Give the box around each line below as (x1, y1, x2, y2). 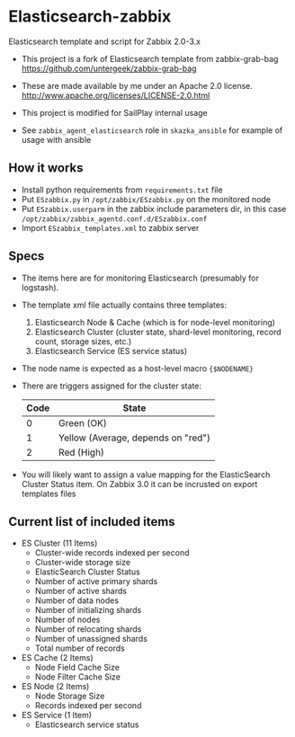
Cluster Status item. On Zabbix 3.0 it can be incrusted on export (21, 478, 258, 489)
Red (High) (58, 446, 105, 458)
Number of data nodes (34, 595, 119, 606)
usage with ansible (21, 134, 92, 145)
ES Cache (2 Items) (21, 653, 94, 663)
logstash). (21, 281, 59, 293)
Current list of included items (8, 514, 176, 529)
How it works (8, 160, 84, 176)
